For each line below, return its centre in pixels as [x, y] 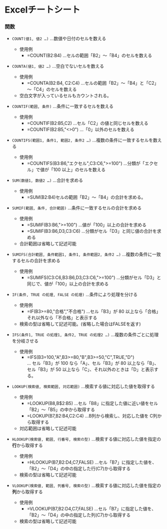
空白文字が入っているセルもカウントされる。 [65, 96]
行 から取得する [27, 445]
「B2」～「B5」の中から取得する [61, 410]
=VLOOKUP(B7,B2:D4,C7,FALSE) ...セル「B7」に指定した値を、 [91, 509]
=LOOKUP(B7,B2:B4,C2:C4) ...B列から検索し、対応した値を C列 [92, 416]
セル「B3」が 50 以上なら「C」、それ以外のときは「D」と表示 [90, 369]
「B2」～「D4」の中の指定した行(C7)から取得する [79, 469]
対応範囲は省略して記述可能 [48, 429]
